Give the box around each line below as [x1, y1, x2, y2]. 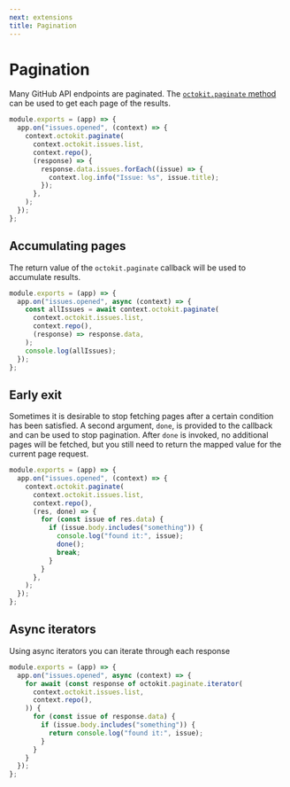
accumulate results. [9, 271, 81, 282]
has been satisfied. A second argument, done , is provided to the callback [9, 420, 273, 431]
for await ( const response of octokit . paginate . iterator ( [25, 679, 243, 688]
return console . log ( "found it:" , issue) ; [48, 729, 203, 737]
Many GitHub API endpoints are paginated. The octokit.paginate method [9, 89, 277, 99]
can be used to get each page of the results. [9, 98, 171, 109]
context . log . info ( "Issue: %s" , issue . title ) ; [48, 173, 219, 182]
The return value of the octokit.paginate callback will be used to [9, 262, 246, 273]
